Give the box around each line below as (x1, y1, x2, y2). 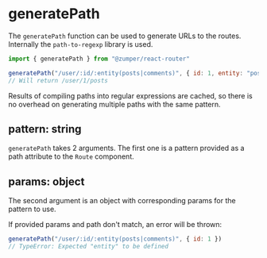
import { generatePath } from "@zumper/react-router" (8, 55, 191, 63)
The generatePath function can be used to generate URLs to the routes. (8, 31, 242, 40)
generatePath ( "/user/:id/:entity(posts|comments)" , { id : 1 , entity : (8, 69, 244, 77)
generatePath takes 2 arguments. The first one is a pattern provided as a (8, 144, 245, 153)
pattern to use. (8, 204, 57, 214)
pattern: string (8, 122, 82, 136)
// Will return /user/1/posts (8, 76, 109, 84)
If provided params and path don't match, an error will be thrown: (8, 220, 222, 229)
